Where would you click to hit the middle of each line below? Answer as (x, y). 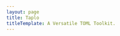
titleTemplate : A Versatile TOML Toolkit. (61, 23)
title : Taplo (23, 18)
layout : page (23, 12)
